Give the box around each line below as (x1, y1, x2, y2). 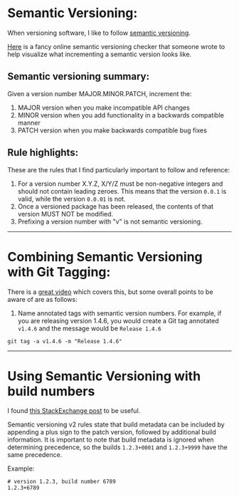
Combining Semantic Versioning (7, 248, 203, 265)
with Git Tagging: (7, 263, 111, 280)
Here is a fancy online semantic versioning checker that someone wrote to (7, 42, 225, 51)
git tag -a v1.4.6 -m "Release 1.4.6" (7, 338, 122, 345)
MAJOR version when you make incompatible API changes (17, 103, 190, 112)
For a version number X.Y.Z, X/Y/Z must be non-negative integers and (17, 179, 223, 188)
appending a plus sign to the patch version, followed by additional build (7, 428, 217, 436)
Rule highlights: (7, 147, 79, 159)
